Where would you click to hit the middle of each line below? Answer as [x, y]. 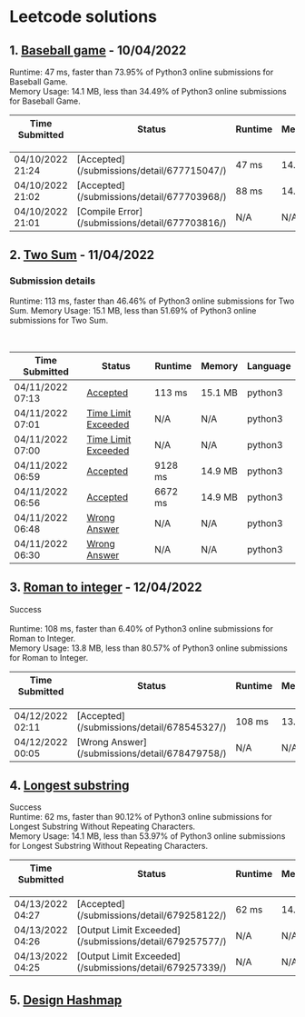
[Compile [96, 211]
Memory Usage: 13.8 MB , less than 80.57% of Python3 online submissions [148, 648]
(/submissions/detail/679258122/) [152, 915]
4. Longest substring [69, 785]
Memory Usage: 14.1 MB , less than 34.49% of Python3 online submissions [148, 91]
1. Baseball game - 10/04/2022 [98, 50]
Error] [130, 211]
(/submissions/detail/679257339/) [152, 968]
